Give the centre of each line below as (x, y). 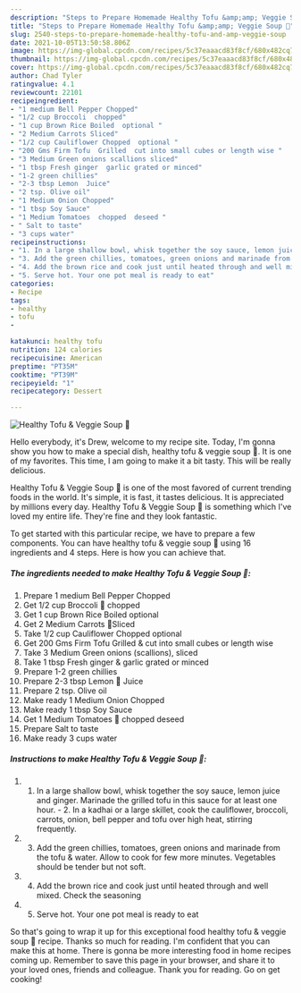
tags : (20, 301)
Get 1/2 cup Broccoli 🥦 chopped (82, 606)
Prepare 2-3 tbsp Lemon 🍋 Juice (83, 682)
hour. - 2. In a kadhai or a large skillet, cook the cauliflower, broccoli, (162, 810)
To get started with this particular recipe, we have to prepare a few (133, 534)
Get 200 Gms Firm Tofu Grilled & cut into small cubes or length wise (148, 643)
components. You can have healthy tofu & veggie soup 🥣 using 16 (131, 543)
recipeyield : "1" (42, 383)
